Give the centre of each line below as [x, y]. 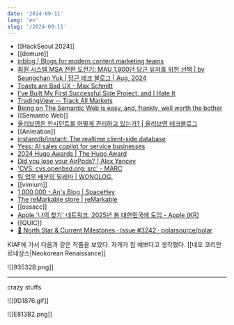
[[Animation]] [36, 132]
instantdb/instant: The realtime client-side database [91, 139]
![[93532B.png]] [30, 267]
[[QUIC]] [30, 223]
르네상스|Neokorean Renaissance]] [57, 253]
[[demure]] [33, 54]
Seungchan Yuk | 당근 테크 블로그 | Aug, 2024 [82, 78]
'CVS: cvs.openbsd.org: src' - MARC [70, 168]
